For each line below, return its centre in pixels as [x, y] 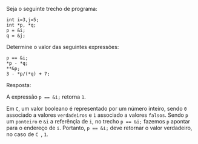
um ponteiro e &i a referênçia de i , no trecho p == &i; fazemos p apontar [98, 121]
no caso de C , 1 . [27, 134]
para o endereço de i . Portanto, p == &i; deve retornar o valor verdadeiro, [99, 128]
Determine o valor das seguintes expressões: [63, 47]
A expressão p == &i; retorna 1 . [46, 97]
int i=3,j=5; [23, 20]
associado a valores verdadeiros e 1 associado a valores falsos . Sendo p [97, 115]
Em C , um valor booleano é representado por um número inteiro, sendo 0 [97, 109]
